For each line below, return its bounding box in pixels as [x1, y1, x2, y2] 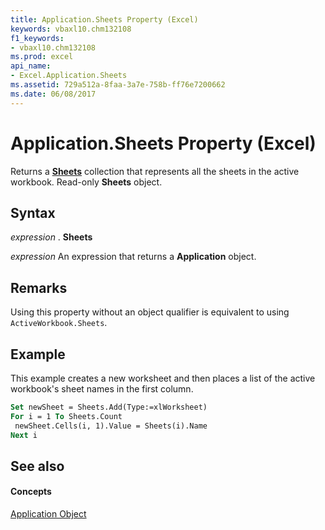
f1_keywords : [10, 33, 65, 43]
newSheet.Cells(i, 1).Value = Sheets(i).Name [14, 421, 208, 431]
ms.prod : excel [10, 52, 74, 62]
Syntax [10, 204, 56, 221]
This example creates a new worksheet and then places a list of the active [10, 372, 316, 384]
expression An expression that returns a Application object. [10, 251, 257, 263]
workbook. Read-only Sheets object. [10, 176, 163, 188]
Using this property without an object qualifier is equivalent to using [10, 306, 290, 318]
